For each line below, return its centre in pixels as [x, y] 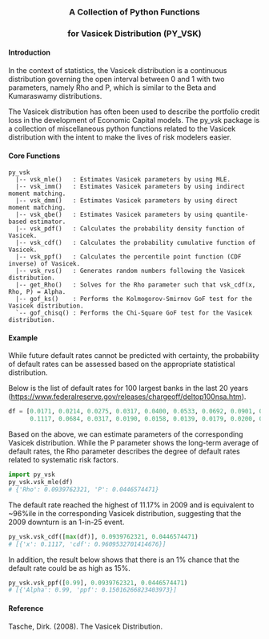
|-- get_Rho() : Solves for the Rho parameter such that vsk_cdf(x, [136, 285]
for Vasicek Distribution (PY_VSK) [134, 33]
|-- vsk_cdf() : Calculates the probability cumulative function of [136, 243]
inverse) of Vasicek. [44, 264]
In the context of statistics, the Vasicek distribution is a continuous [118, 71]
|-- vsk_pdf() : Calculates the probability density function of [130, 229]
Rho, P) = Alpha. [37, 292]
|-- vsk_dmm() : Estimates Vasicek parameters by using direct [127, 201]
